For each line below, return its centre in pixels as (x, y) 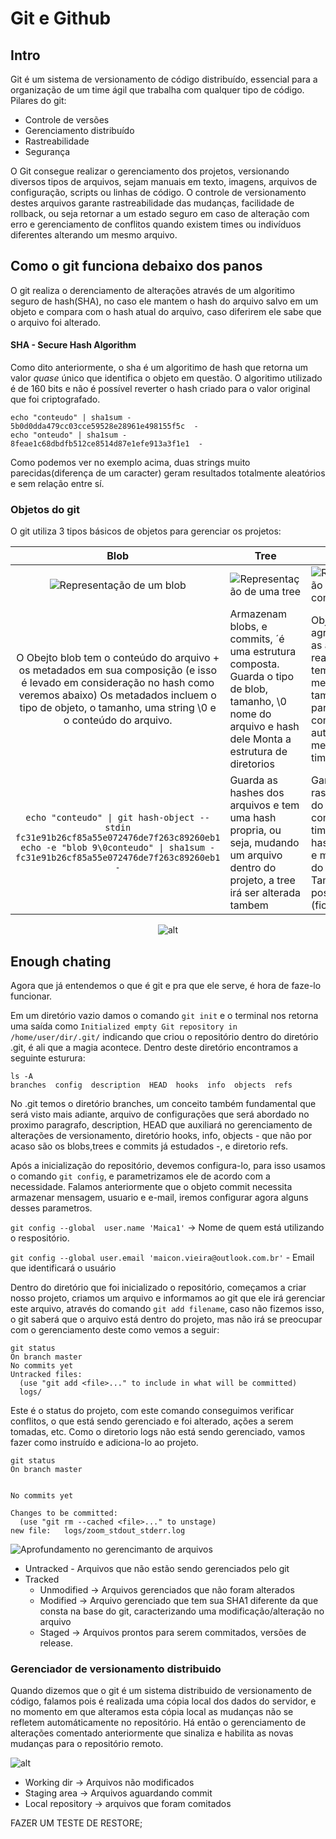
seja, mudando (264, 843)
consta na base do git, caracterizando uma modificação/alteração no (182, 1611)
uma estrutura (263, 652)
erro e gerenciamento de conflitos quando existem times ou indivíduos (156, 224)
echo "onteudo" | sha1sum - (69, 435)
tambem (249, 905)
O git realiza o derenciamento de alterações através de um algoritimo (152, 290)
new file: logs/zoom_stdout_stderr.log (98, 1531)
